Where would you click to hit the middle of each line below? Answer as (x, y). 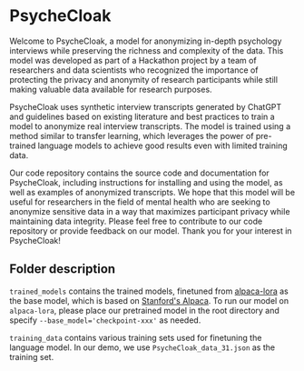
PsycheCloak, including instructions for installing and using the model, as (146, 182)
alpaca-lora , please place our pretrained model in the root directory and (144, 310)
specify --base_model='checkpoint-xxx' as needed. (105, 320)
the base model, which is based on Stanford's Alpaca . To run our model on (149, 300)
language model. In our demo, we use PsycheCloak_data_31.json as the (142, 347)
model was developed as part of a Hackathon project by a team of (133, 60)
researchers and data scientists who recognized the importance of (134, 70)
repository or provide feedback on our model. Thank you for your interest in (151, 231)
